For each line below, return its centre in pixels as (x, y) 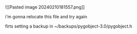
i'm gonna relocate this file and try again (46, 17)
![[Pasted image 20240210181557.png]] (45, 7)
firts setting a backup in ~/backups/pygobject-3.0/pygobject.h (69, 26)
